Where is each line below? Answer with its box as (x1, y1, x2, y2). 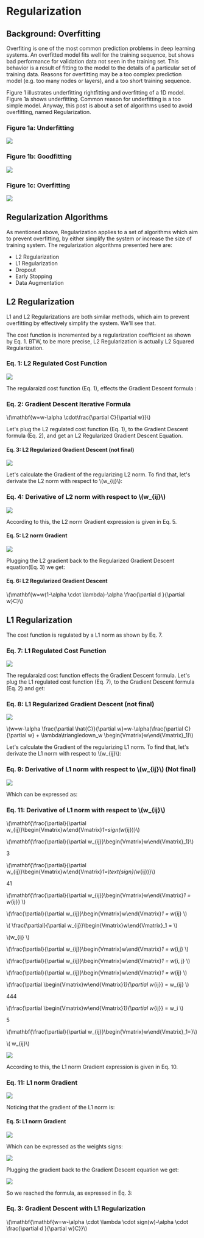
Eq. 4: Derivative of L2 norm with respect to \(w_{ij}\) (6, 493, 166, 501)
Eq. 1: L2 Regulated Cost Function (6, 359, 108, 368)
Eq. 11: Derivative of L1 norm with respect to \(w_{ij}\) (6, 806, 166, 814)
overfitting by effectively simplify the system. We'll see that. (6, 319, 157, 327)
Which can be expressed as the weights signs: (6, 1142, 123, 1150)
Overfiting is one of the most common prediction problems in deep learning (6, 45, 195, 52)
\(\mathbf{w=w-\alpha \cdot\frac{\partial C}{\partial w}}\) (6, 413, 151, 421)
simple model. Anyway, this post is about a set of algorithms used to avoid (6, 102, 193, 109)
